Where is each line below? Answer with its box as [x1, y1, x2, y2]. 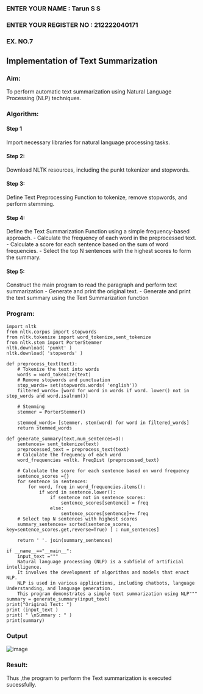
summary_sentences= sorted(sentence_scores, [17, 521, 132, 527]
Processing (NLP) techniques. [6, 95, 82, 102]
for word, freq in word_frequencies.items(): [28, 484, 146, 490]
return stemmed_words [17, 425, 72, 431]
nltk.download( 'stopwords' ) [6, 350, 84, 356]
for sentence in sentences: [17, 478, 88, 484]
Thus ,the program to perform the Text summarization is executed [6, 674, 172, 682]
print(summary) [6, 617, 45, 624]
